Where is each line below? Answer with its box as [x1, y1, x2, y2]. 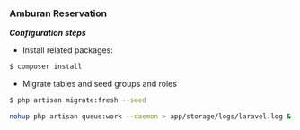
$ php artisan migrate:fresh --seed [9, 96, 146, 105]
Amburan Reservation [9, 7, 108, 20]
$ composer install [9, 62, 83, 72]
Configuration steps [9, 28, 87, 39]
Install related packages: [22, 45, 114, 56]
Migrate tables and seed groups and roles [22, 79, 178, 90]
